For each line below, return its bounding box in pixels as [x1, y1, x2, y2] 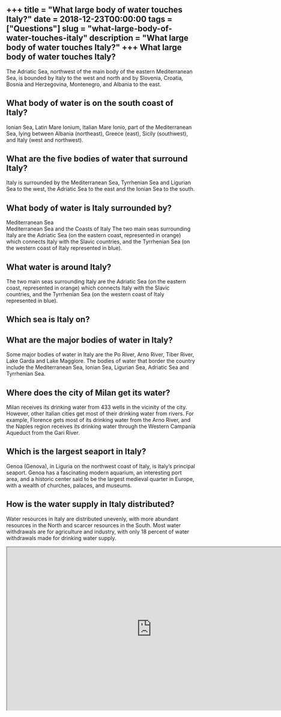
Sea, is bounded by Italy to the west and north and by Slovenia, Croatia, [6, 74, 184, 81]
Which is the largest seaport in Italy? [6, 447, 147, 457]
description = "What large [89, 33, 189, 43]
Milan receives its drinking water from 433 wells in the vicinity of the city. [6, 403, 187, 411]
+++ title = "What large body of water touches [6, 5, 183, 15]
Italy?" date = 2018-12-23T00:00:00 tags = [6, 14, 173, 25]
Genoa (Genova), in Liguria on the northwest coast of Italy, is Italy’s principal [6, 462, 195, 470]
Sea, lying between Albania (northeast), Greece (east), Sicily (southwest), [6, 129, 188, 137]
